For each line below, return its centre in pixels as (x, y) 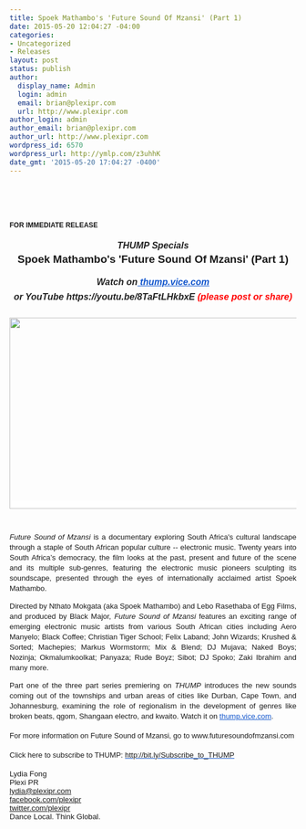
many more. (29, 667)
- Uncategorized (40, 43)
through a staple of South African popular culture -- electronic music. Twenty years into (153, 547)
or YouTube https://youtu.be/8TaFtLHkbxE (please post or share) (153, 297)
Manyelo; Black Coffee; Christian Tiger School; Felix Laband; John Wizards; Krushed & (153, 637)
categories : (32, 35)
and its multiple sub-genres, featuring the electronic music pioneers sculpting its (153, 568)
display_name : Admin (56, 86)
